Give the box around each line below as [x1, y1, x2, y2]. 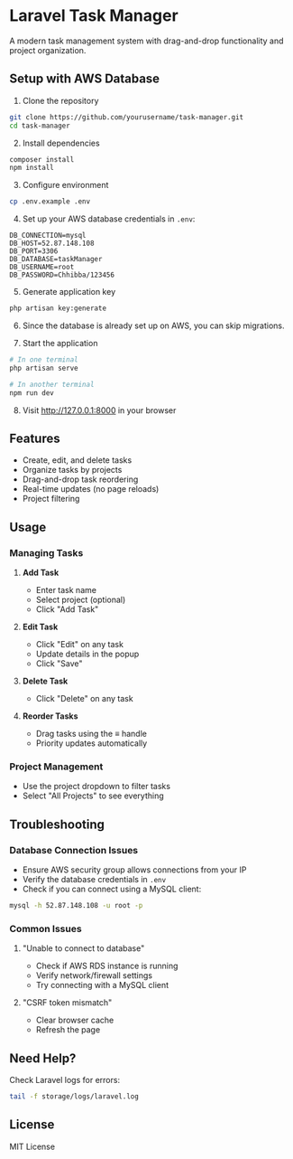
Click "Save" [35, 658, 83, 669]
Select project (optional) [35, 594, 126, 605]
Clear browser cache [35, 1014, 114, 1026]
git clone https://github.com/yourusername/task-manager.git [9, 112, 244, 122]
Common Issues [9, 922, 83, 935]
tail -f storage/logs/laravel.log [9, 1091, 140, 1101]
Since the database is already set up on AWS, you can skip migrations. [22, 320, 286, 331]
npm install [9, 164, 54, 173]
